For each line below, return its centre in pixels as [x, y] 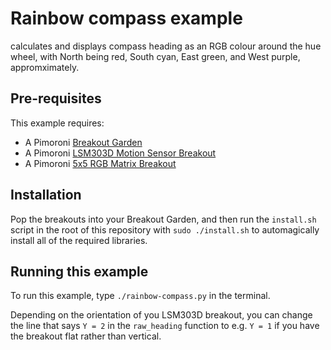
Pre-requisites [56, 98]
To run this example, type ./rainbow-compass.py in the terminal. [140, 296]
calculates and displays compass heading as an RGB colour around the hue [166, 46]
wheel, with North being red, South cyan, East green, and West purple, [155, 56]
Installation [46, 195]
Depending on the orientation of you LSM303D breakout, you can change [161, 315]
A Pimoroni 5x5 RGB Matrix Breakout [100, 163]
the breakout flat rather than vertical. [86, 336]
